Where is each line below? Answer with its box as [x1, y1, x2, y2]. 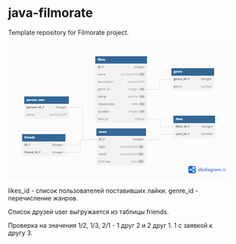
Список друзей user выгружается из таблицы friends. [8, 207, 169, 216]
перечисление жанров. [8, 193, 78, 202]
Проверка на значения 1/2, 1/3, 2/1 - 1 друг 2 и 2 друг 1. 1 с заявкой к [8, 221, 213, 229]
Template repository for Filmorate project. [8, 28, 129, 37]
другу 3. [8, 229, 33, 237]
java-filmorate [8, 5, 94, 21]
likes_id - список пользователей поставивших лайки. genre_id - [8, 186, 199, 195]
